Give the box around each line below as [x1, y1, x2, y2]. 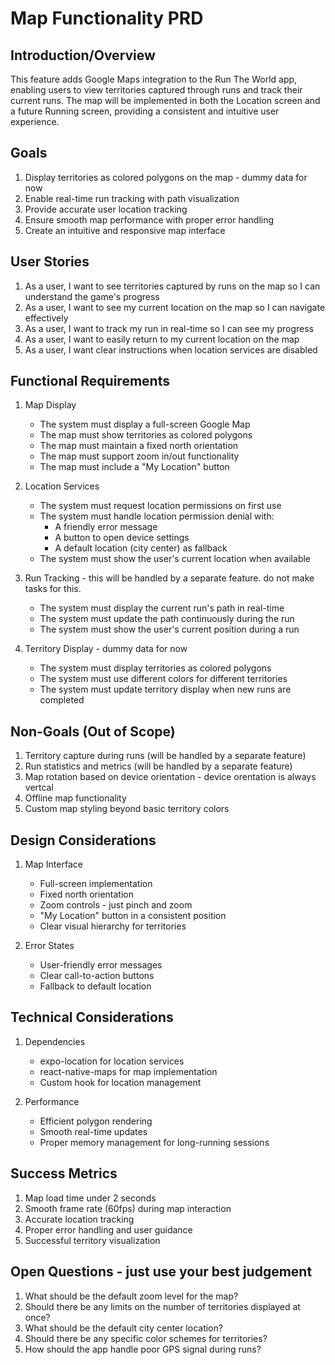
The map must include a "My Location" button [39, 461, 230, 473]
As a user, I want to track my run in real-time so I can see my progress [24, 322, 314, 334]
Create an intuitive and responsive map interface [24, 224, 226, 236]
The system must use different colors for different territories [39, 673, 288, 685]
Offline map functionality [24, 792, 127, 804]
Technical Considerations [10, 1009, 174, 1026]
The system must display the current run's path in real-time [39, 602, 285, 614]
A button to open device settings [54, 532, 190, 544]
